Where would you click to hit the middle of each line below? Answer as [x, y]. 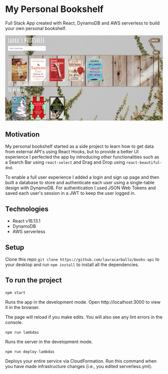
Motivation [22, 134]
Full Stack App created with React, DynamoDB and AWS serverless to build [82, 23]
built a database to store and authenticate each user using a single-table [80, 183]
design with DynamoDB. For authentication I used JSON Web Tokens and [80, 188]
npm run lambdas [22, 332]
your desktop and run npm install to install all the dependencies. [72, 265]
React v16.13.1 [26, 221]
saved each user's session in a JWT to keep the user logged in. [70, 193]
